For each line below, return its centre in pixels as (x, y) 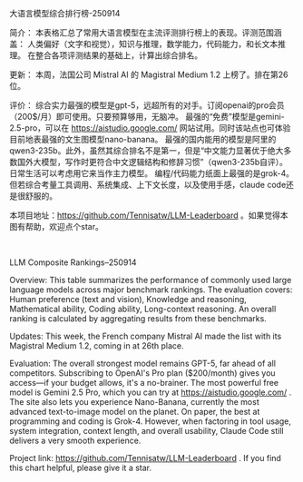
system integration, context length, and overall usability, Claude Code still (147, 431)
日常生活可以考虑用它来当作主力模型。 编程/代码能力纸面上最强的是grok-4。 (152, 173)
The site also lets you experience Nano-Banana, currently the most (135, 402)
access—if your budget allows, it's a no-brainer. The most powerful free (144, 383)
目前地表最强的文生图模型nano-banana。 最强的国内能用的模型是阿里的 (143, 139)
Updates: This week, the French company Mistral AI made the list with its (146, 336)
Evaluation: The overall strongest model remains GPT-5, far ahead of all (143, 363)
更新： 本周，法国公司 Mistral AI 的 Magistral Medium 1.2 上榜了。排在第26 (149, 74)
